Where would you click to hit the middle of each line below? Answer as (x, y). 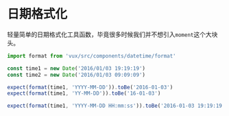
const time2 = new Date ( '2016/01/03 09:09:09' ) (76, 75)
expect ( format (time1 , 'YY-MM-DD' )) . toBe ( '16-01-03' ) (84, 93)
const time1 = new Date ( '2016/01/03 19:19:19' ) (76, 68)
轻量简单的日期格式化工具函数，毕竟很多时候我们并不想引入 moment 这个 (106, 34)
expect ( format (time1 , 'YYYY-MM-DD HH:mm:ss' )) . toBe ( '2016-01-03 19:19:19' (116, 106)
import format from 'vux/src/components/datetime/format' (92, 56)
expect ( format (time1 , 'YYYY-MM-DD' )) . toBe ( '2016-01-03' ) (90, 87)
